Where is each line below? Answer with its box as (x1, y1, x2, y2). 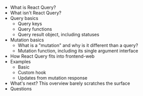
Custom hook (17, 69, 46, 76)
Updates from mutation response (17, 75, 88, 81)
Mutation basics (10, 37, 44, 43)
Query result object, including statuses (17, 32, 100, 37)
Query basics (10, 15, 38, 21)
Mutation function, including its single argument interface (17, 48, 139, 54)
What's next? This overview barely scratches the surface (10, 80, 130, 86)
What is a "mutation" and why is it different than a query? (17, 42, 138, 48)
